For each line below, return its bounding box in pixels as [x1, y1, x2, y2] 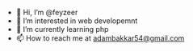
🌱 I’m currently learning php [15, 25, 109, 33]
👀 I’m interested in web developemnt [15, 16, 138, 25]
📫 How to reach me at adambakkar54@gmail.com [15, 33, 185, 43]
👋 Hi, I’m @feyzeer [15, 8, 78, 17]
